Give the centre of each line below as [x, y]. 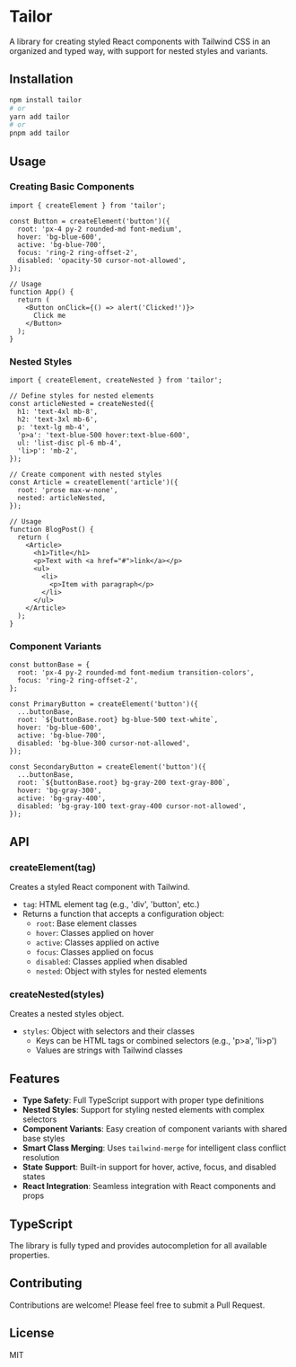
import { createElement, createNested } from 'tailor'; [116, 380]
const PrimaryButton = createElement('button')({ [104, 704]
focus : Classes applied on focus [95, 952]
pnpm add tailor [39, 133]
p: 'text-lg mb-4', [54, 428]
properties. [30, 1256]
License [32, 1333]
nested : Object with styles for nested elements [122, 971]
